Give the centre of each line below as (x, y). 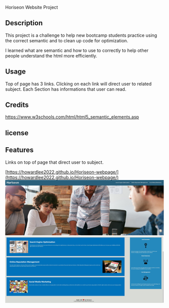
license (17, 133)
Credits (17, 105)
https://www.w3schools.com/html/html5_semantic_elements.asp (72, 117)
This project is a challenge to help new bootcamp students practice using (81, 35)
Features (19, 150)
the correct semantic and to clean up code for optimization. (67, 40)
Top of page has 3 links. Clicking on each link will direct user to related (78, 84)
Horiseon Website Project (32, 7)
